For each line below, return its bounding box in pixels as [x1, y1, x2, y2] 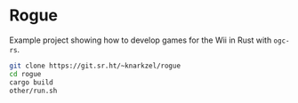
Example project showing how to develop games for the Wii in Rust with [9, 35, 272, 45]
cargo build [9, 77, 53, 87]
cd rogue [9, 69, 42, 78]
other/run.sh [9, 86, 58, 95]
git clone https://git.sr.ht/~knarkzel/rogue [9, 61, 181, 70]
